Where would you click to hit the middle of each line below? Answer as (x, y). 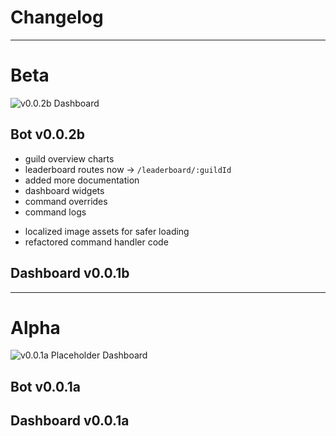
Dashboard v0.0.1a (70, 421)
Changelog (57, 17)
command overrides (66, 201)
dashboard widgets (64, 190)
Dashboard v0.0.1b (70, 273)
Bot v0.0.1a (45, 386)
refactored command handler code (96, 242)
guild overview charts (69, 158)
